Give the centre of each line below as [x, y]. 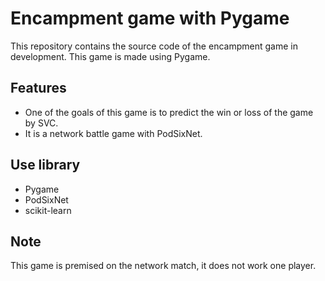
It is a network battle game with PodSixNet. [113, 133]
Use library [45, 165]
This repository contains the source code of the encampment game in [154, 46]
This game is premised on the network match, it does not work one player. [163, 266]
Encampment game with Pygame [150, 18]
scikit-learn [48, 210]
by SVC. [41, 123]
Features [38, 88]
